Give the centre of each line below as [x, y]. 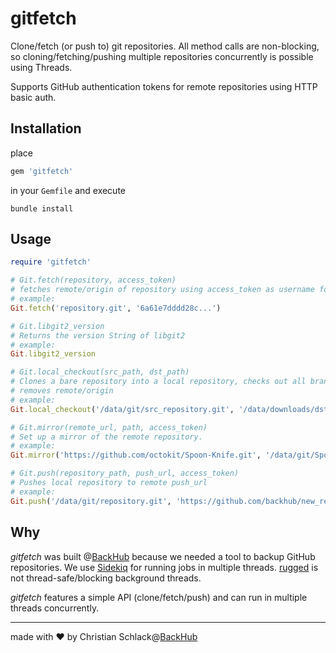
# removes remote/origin [62, 391]
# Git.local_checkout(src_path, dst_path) [100, 372]
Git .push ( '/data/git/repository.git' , [91, 501]
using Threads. [41, 67]
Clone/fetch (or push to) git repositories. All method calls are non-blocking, [165, 46]
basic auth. [33, 97]
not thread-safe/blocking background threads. [106, 578]
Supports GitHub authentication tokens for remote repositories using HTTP [164, 86]
